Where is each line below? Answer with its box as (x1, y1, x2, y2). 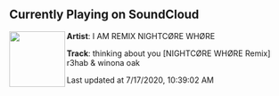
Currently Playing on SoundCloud (9, 7, 200, 22)
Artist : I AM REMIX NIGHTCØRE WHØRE (66, 30, 216, 41)
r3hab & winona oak (66, 57, 141, 68)
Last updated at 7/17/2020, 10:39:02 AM (66, 75, 214, 85)
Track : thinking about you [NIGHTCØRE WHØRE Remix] (66, 48, 271, 59)
